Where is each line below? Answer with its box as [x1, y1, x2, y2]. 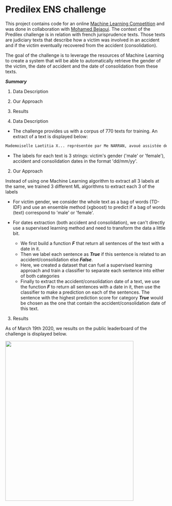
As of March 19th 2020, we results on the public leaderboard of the [5, 325, 147, 331]
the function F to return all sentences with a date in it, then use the [20, 283, 161, 290]
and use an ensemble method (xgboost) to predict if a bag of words [23, 204, 165, 210]
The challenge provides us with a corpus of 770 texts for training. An [12, 128, 158, 134]
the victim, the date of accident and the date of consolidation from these [5, 63, 158, 69]
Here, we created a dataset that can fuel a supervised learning [20, 262, 153, 268]
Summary [5, 78, 27, 84]
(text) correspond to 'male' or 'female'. [12, 209, 94, 215]
